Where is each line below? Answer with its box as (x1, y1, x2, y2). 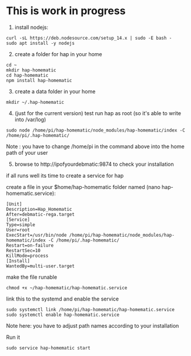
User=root (6, 227, 31, 233)
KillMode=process (6, 253, 49, 259)
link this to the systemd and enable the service (6, 295, 119, 302)
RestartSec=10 (6, 247, 41, 253)
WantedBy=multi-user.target (6, 263, 75, 269)
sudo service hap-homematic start (6, 345, 91, 351)
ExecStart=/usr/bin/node (6, 232, 67, 238)
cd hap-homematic (6, 72, 49, 78)
